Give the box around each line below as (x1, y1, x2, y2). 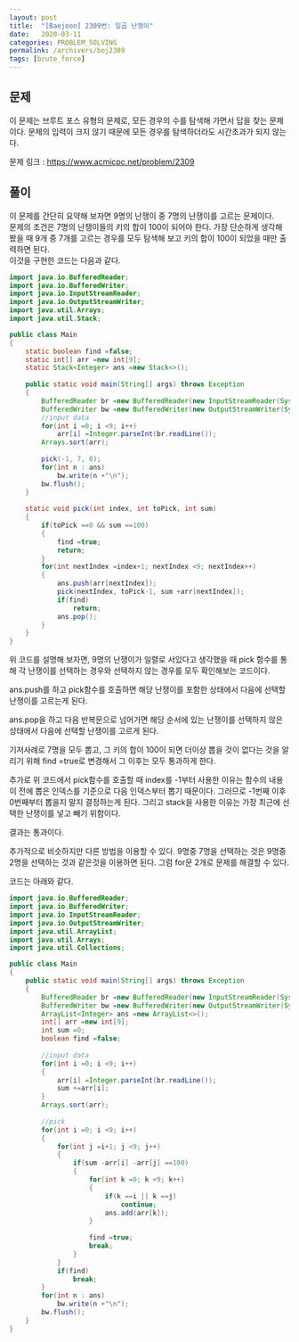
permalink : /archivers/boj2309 (9, 46, 125, 55)
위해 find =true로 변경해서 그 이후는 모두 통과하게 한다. (25, 755, 216, 767)
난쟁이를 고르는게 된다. (9, 696, 88, 706)
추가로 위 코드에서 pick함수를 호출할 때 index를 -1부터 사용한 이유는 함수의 (9, 775, 267, 786)
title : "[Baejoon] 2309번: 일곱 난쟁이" (9, 21, 154, 30)
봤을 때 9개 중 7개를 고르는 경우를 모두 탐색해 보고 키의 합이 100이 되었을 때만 (9, 233, 278, 243)
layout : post (9, 12, 58, 22)
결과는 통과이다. (9, 827, 65, 838)
